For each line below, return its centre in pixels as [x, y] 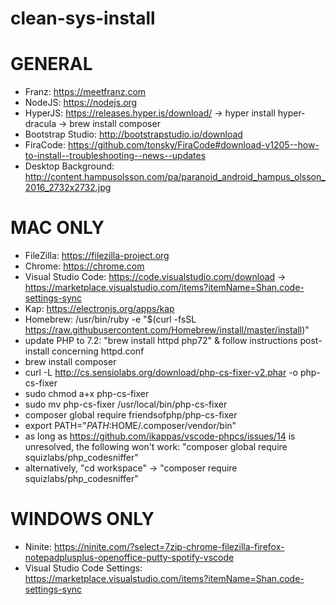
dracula [40, 124]
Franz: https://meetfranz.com [85, 92]
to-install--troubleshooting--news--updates [115, 156]
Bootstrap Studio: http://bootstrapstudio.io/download [133, 134]
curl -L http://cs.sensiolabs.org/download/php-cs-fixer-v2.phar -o [161, 373]
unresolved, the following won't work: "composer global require [156, 447]
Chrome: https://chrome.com [84, 266]
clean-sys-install [83, 18]
